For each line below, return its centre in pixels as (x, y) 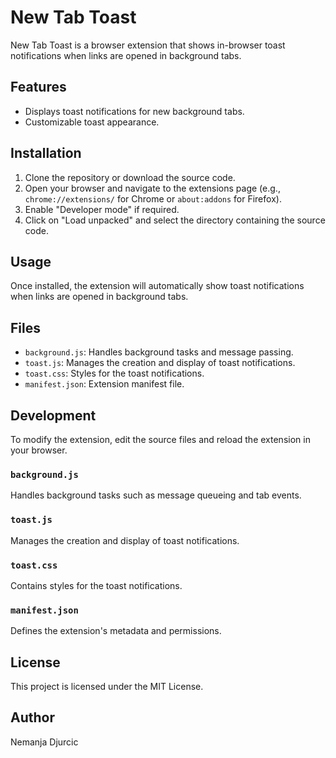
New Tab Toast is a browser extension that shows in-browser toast (148, 45)
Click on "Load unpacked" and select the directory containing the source (175, 220)
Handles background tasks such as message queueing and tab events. (156, 495)
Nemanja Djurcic (44, 742)
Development (53, 415)
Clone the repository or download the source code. (130, 177)
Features (38, 87)
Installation (46, 153)
